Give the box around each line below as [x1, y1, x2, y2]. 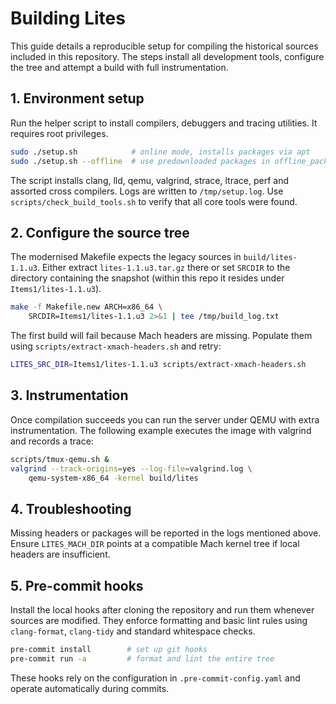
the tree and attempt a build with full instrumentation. [10, 61, 229, 73]
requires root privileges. [10, 127, 109, 139]
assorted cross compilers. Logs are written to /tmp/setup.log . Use [10, 185, 284, 197]
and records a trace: [10, 435, 94, 447]
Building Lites [10, 7, 126, 30]
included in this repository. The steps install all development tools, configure [10, 50, 325, 62]
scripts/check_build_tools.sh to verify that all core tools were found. [10, 195, 298, 207]
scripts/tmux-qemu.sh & [10, 454, 110, 464]
